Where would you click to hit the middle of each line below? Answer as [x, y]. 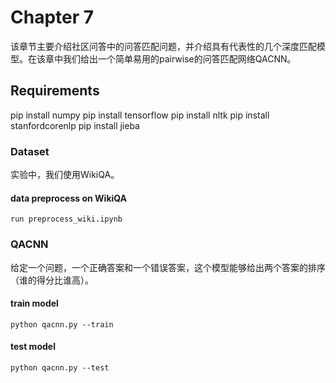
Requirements [55, 91]
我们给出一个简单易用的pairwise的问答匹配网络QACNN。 [179, 58]
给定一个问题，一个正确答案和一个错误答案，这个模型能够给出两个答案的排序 [168, 267]
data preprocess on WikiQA [69, 198]
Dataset [30, 151]
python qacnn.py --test [60, 367]
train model [34, 303]
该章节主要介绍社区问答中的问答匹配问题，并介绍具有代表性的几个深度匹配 [163, 46]
